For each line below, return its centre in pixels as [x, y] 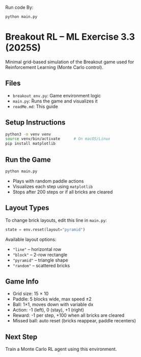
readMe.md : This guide [35, 106]
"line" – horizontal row [37, 249]
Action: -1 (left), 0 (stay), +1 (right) [48, 310]
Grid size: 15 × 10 [31, 294]
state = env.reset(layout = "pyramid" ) [45, 229]
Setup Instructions [35, 123]
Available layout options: [31, 239]
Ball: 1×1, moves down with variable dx [53, 304]
